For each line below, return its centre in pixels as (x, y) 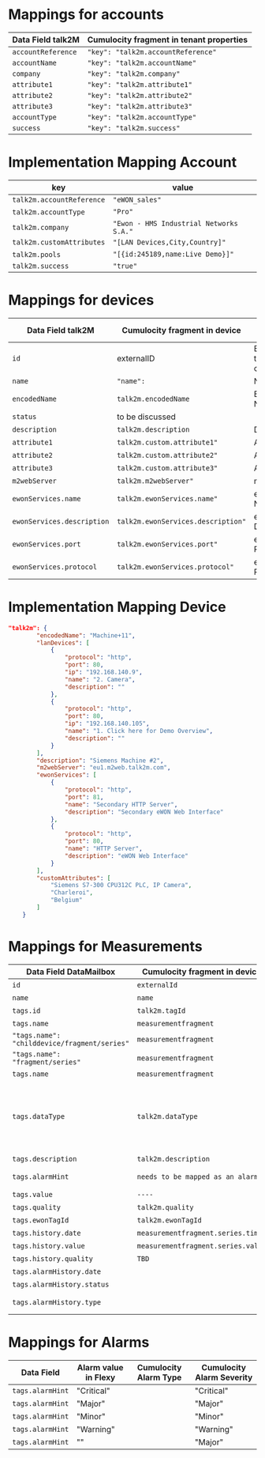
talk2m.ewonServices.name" (168, 499)
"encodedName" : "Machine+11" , (86, 635)
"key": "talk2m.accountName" (142, 62)
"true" (125, 266)
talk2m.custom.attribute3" (168, 468)
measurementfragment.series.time (200, 1233)
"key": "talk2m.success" (134, 128)
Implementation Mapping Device (117, 607)
